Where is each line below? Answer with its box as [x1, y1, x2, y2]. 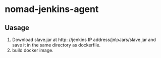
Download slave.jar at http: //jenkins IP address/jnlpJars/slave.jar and [12, 36, 156, 42]
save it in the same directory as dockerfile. [12, 42, 101, 48]
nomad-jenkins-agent [5, 3, 99, 15]
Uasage [5, 23, 30, 32]
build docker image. [12, 47, 53, 53]
